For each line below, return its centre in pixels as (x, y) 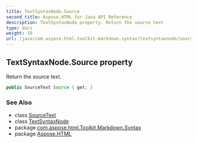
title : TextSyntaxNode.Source (43, 11)
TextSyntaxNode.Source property (69, 62)
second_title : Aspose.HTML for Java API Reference (69, 17)
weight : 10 (19, 33)
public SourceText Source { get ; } (50, 87)
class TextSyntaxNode (42, 121)
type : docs (19, 28)
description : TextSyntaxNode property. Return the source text (85, 22)
